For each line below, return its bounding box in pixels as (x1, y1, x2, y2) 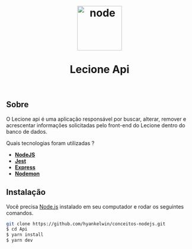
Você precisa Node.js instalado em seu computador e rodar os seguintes (6, 203, 184, 210)
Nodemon (14, 170, 40, 177)
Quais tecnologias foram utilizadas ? (6, 139, 95, 147)
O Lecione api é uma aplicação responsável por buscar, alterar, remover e (6, 115, 187, 122)
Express (14, 163, 36, 171)
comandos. (6, 209, 34, 216)
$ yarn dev (6, 237, 33, 244)
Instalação (6, 187, 46, 197)
